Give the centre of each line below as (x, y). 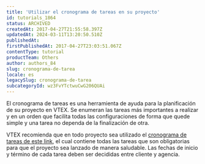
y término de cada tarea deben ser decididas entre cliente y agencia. (93, 154)
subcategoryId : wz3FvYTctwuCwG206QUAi (56, 86)
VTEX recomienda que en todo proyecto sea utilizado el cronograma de (97, 135)
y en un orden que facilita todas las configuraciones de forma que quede (98, 116)
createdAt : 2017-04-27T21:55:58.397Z (54, 29)
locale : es (20, 75)
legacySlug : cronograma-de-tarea (49, 80)
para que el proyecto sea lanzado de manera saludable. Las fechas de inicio (102, 148)
